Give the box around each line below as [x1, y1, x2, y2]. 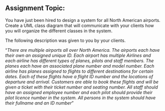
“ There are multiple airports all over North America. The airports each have [5, 47, 160, 53]
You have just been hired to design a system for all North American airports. [5, 17, 161, 23]
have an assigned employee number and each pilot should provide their [5, 89, 153, 95]
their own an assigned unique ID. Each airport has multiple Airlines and [5, 52, 151, 58]
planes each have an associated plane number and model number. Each [5, 63, 155, 69]
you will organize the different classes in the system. [5, 27, 113, 34]
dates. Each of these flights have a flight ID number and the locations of [5, 73, 153, 79]
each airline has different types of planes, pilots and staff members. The [5, 57, 154, 64]
